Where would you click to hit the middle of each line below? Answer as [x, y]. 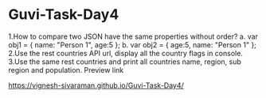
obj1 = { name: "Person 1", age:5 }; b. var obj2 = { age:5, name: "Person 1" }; [133, 44]
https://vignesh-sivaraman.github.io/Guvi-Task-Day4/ [96, 85]
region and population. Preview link [66, 70]
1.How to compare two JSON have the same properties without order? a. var [133, 36]
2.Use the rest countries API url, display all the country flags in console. [125, 53]
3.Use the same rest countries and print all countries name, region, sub [125, 62]
